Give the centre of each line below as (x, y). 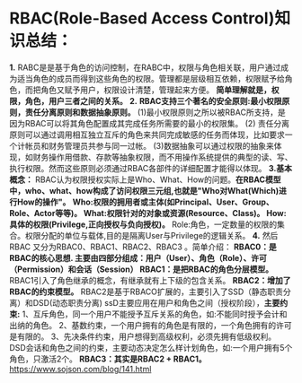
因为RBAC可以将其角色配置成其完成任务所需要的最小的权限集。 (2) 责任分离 (150, 123)
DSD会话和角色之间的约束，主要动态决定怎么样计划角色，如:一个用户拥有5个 (151, 347)
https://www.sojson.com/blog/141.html (80, 369)
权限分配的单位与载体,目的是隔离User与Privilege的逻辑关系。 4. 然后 (151, 235)
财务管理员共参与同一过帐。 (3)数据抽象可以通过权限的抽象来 (161, 145)
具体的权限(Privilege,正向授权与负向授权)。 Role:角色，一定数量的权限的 (143, 224)
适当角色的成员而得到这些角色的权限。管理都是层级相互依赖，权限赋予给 (151, 78)
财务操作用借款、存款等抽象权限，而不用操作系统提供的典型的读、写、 (163, 157)
